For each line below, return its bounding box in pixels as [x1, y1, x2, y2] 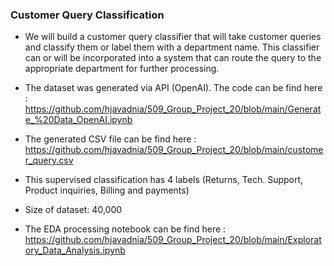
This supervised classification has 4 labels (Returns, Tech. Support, [24, 174, 304, 186]
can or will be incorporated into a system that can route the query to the [24, 52, 322, 64]
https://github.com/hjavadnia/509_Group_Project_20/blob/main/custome [24, 144, 324, 156]
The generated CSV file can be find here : [24, 133, 197, 145]
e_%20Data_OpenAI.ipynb [24, 114, 133, 126]
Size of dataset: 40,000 [24, 204, 123, 216]
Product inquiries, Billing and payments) [24, 184, 190, 197]
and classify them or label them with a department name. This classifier [24, 41, 320, 53]
